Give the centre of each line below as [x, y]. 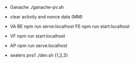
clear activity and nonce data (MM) [46, 17]
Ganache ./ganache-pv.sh [37, 7]
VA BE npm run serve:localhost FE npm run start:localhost [70, 26]
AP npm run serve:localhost [39, 46]
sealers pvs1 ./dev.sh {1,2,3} [39, 55]
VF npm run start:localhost [37, 36]
